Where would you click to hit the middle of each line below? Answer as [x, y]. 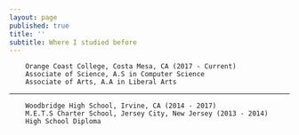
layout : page [33, 17]
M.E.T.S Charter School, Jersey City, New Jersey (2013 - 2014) [147, 114]
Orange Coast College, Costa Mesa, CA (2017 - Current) [131, 67]
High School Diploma [63, 122]
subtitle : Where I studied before [73, 42]
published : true [39, 26]
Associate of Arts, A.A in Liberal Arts [101, 82]
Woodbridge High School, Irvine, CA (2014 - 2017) [121, 106]
